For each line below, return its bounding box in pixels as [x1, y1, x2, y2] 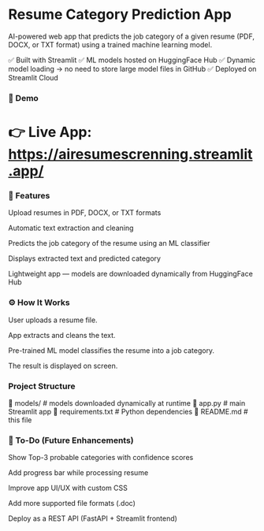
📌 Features [8, 190, 50, 201]
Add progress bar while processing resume [8, 468, 149, 477]
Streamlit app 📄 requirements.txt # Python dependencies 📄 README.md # [8, 407, 248, 416]
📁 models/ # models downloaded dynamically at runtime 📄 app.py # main [8, 398, 246, 407]
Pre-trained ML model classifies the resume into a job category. [8, 345, 215, 355]
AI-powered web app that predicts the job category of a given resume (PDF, [8, 32, 255, 41]
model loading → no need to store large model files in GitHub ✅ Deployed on [8, 64, 257, 73]
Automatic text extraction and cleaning [8, 223, 134, 233]
